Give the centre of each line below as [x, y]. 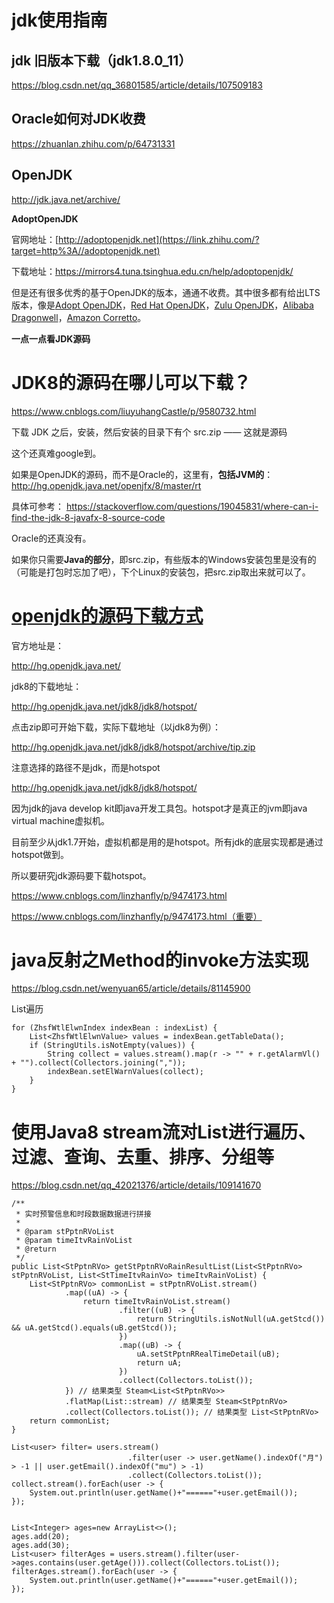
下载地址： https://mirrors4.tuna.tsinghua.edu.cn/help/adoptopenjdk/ [152, 271]
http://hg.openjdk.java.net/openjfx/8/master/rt [106, 485]
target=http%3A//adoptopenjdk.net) [86, 250]
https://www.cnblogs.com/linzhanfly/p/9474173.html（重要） [137, 916]
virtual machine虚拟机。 [61, 820]
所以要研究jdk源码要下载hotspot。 [81, 875]
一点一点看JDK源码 [51, 338]
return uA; [159, 1363]
